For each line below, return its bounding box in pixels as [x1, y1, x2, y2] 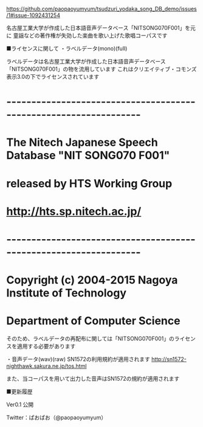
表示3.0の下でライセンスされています [6, 73, 100, 80]
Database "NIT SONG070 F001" [6, 149, 170, 162]
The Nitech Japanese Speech [6, 135, 158, 149]
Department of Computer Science [6, 314, 181, 328]
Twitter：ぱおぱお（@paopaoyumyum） [6, 414, 107, 422]
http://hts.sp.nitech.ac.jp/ [6, 204, 142, 218]
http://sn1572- [151, 356, 187, 363]
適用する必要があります [16, 343, 76, 350]
